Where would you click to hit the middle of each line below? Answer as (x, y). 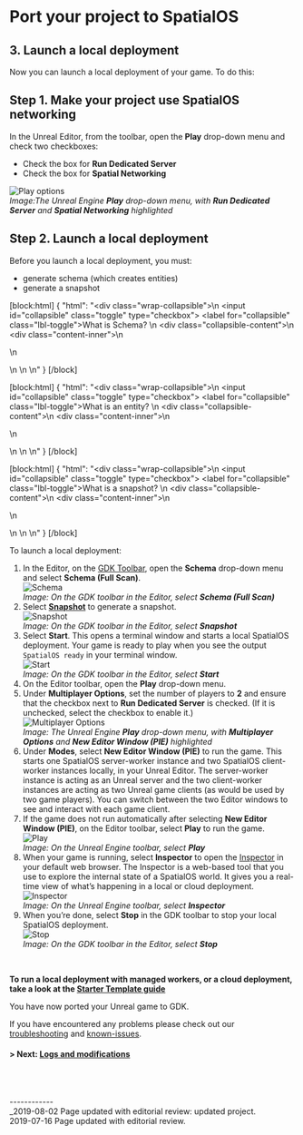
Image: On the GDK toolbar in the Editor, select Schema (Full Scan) (148, 597)
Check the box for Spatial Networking (94, 173)
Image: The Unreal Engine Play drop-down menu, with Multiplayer (148, 731)
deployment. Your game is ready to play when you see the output (145, 645)
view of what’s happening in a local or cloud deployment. (147, 885)
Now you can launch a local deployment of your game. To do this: (132, 72)
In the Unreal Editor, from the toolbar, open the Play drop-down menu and (147, 136)
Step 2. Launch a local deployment (109, 239)
